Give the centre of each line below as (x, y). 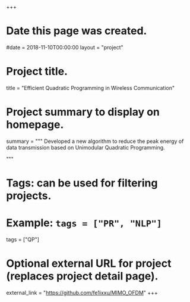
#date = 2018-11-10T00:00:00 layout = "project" (65, 47)
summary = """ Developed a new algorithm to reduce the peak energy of (95, 141)
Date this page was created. (77, 31)
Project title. (37, 71)
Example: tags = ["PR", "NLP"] (84, 223)
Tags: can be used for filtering (82, 183)
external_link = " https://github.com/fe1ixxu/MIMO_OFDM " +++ (82, 292)
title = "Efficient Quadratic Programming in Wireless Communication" (91, 88)
